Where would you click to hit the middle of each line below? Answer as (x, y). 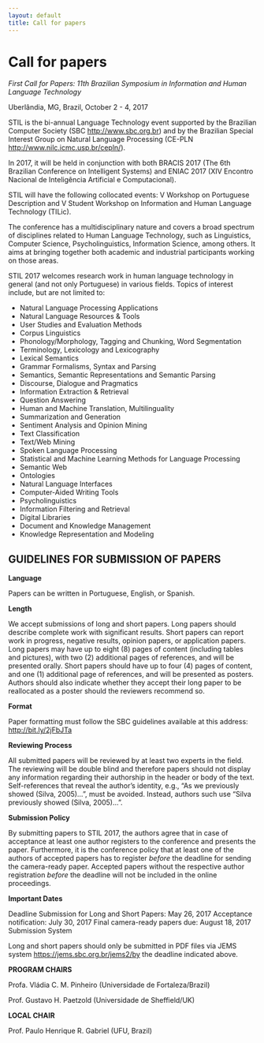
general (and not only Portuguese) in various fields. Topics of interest (121, 284)
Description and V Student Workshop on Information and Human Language (130, 204)
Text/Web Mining (47, 442)
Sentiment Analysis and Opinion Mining (83, 425)
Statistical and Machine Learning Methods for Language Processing (130, 459)
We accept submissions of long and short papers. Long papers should (122, 624)
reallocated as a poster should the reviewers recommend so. (106, 691)
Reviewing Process (40, 746)
